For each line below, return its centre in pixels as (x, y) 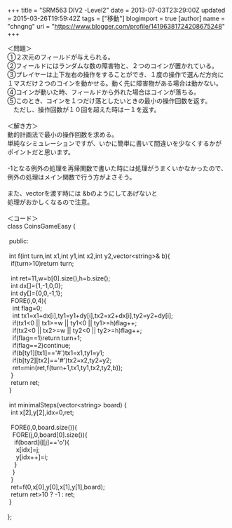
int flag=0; (27, 308)
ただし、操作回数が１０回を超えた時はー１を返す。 (87, 109)
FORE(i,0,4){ (28, 300)
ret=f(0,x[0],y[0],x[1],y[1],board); (57, 487)
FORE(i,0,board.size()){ (44, 427)
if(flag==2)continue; (42, 345)
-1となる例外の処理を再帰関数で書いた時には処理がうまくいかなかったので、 (117, 168)
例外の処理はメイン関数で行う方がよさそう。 (71, 177)
